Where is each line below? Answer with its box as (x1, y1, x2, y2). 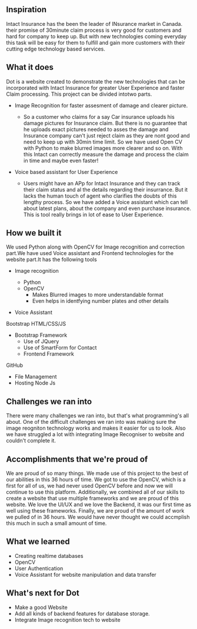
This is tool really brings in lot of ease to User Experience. (23, 211, 163, 218)
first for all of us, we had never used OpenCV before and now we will (6, 482, 173, 490)
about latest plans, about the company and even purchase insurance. (23, 205, 192, 212)
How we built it (6, 228, 62, 238)
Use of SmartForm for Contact (23, 344, 97, 352)
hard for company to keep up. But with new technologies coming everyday (6, 32, 187, 40)
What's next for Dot (6, 588, 79, 598)
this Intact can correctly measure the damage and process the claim (23, 150, 189, 158)
